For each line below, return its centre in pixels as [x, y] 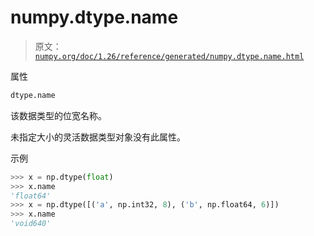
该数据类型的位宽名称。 [58, 115]
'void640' [31, 224]
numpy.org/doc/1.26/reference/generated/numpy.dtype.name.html [169, 56]
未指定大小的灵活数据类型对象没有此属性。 [98, 137]
